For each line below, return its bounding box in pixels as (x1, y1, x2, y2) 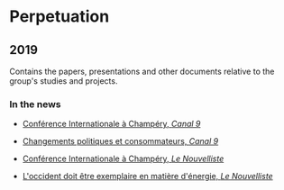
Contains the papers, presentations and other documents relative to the (9, 66, 275, 77)
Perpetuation (9, 6, 110, 27)
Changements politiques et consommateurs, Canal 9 (22, 136, 219, 147)
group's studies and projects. (9, 76, 118, 86)
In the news (9, 97, 61, 110)
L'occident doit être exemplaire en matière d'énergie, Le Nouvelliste (22, 171, 273, 182)
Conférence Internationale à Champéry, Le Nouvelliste (22, 153, 224, 164)
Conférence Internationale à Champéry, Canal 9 (22, 119, 201, 130)
